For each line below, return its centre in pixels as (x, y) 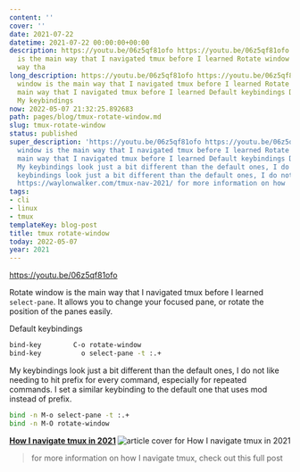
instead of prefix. (41, 399)
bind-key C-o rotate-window (75, 345)
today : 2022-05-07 (43, 242)
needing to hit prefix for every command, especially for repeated (128, 379)
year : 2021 (29, 250)
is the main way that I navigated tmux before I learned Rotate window (154, 59)
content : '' (31, 17)
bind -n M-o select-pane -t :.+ (69, 415)
